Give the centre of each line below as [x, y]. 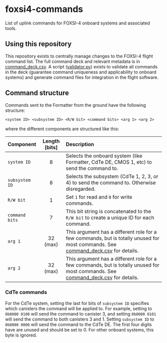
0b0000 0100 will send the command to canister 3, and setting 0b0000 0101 [81, 314]
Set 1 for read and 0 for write [99, 197]
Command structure [37, 93]
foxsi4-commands [44, 9]
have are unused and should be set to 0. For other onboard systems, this [80, 330]
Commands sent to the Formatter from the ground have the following [76, 105]
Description [80, 144]
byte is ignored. [21, 335]
